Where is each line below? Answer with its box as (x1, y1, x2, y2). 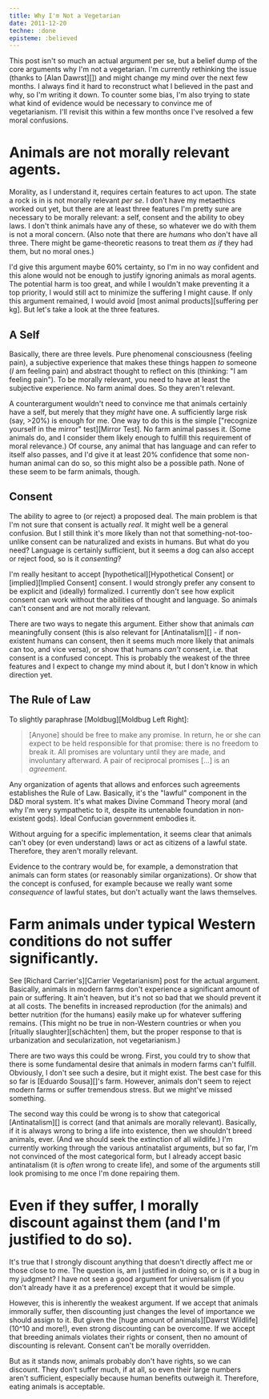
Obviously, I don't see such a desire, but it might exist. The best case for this (9, 1067, 262, 1077)
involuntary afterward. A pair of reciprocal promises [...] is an (28, 755, 231, 765)
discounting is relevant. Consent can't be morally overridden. (9, 1341, 211, 1350)
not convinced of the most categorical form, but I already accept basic (9, 1151, 242, 1161)
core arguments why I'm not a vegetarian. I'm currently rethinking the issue (9, 65, 257, 74)
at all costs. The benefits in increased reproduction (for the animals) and (9, 1001, 247, 1011)
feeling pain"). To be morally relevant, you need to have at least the (9, 375, 231, 384)
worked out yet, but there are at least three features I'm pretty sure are (9, 204, 243, 214)
